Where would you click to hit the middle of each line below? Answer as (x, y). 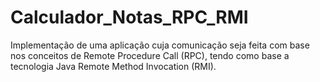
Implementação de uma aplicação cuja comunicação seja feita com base (160, 45)
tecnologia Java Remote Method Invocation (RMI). (113, 66)
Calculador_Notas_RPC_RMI (129, 17)
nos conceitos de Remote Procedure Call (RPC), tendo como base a (150, 55)
